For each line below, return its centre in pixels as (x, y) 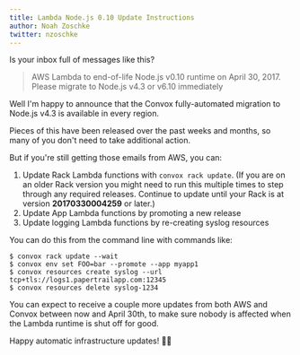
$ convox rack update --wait (64, 256)
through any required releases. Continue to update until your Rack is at (153, 195)
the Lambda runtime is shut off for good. (84, 324)
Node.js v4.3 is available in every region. (84, 114)
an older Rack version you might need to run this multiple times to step (153, 185)
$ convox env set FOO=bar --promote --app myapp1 (104, 264)
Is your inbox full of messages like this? (82, 60)
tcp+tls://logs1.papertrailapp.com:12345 (88, 280)
